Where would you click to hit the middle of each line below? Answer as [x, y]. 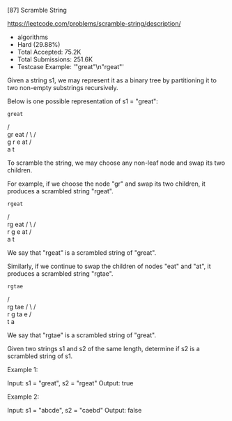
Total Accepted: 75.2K [49, 52]
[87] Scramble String [37, 10]
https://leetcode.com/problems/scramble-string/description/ [94, 23]
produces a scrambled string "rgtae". [60, 274]
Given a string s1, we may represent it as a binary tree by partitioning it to [112, 80]
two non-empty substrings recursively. [63, 88]
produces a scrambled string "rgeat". [60, 191]
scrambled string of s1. [40, 356]
